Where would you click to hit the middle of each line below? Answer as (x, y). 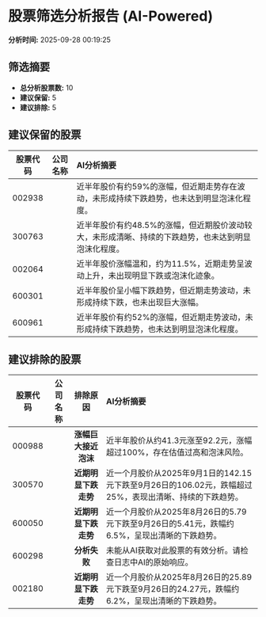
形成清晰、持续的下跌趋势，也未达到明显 (175, 237)
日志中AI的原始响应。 (154, 562)
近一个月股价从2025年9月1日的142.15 (179, 474)
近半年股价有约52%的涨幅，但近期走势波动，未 (165, 317)
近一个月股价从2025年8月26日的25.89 (179, 577)
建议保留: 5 (38, 97)
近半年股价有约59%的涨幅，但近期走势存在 (157, 186)
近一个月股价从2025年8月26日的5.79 (176, 512)
